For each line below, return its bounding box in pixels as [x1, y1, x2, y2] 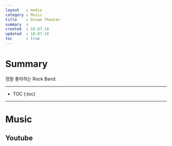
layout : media [5, 7, 42, 13]
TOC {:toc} [12, 91, 36, 97]
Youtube [5, 134, 33, 142]
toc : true [5, 36, 40, 41]
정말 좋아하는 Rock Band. [5, 75, 57, 82]
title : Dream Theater [5, 17, 60, 22]
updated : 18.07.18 [5, 31, 50, 36]
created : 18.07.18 [5, 27, 50, 32]
